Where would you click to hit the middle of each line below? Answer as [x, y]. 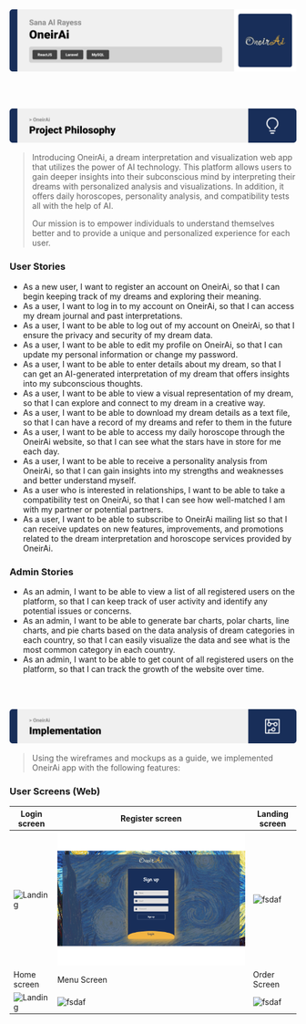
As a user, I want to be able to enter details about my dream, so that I [152, 364]
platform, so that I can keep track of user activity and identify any [145, 601]
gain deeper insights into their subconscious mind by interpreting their [163, 177]
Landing [272, 813]
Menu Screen [82, 979]
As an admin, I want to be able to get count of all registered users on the [158, 659]
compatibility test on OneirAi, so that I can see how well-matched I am [154, 500]
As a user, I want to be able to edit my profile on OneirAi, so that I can [153, 345]
